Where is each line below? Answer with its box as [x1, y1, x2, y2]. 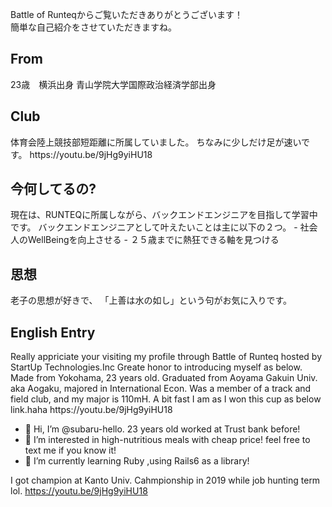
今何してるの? [10, 181, 97, 198]
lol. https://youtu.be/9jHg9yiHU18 [10, 485, 148, 497]
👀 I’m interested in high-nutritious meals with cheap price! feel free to [24, 434, 311, 446]
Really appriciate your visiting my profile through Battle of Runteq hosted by [10, 351, 323, 363]
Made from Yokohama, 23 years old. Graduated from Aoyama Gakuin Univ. [10, 372, 318, 384]
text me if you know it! [24, 444, 117, 457]
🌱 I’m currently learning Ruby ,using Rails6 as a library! [24, 455, 250, 467]
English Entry [10, 324, 96, 341]
